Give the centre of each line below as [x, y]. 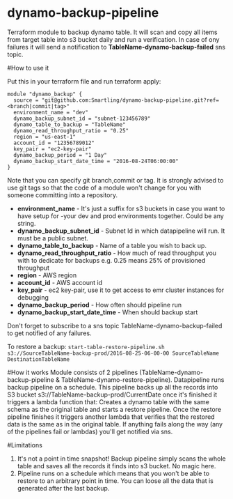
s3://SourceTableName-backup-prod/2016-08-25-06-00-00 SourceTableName [113, 353]
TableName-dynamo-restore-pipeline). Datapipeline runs [143, 379]
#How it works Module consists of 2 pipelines [73, 372]
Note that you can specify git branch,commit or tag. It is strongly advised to [115, 180]
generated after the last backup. [63, 488]
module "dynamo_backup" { [45, 94]
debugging [33, 297]
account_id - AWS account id [60, 282]
